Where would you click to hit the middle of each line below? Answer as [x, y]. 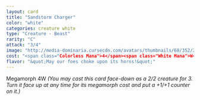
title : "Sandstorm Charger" [41, 17]
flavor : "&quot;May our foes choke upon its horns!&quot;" [81, 61]
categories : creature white [41, 28]
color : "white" [25, 23]
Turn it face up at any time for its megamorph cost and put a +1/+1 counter [98, 85]
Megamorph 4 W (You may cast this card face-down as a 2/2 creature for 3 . [100, 79]
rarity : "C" [21, 39]
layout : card [22, 12]
